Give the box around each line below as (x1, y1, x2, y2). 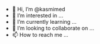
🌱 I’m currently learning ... (12, 18, 77, 25)
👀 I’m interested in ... (12, 12, 64, 19)
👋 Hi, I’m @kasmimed (12, 6, 65, 12)
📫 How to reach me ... (12, 32, 68, 38)
